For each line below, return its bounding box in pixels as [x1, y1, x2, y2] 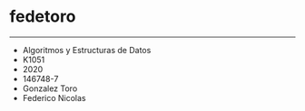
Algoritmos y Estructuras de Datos [22, 44, 152, 55]
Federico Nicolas [22, 92, 86, 103]
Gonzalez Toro [22, 83, 78, 94]
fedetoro [9, 6, 76, 27]
